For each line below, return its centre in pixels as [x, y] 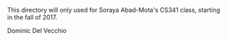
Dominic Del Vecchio [37, 31]
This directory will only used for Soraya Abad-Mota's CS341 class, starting [114, 10]
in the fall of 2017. [32, 17]
